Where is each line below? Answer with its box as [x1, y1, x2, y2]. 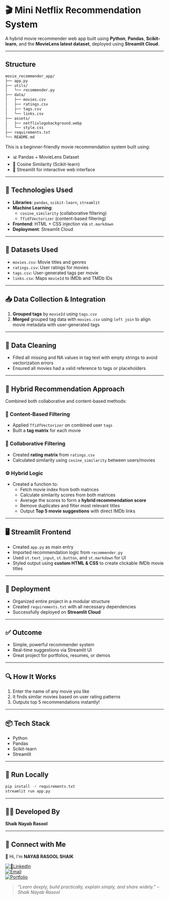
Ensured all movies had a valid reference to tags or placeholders [12, 365, 146, 371]
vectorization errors [12, 360, 54, 366]
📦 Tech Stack [5, 719, 50, 728]
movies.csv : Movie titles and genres [12, 259, 87, 265]
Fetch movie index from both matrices [20, 486, 99, 492]
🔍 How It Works [5, 672, 56, 681]
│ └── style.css [5, 125, 44, 130]
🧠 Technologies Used [5, 186, 73, 195]
